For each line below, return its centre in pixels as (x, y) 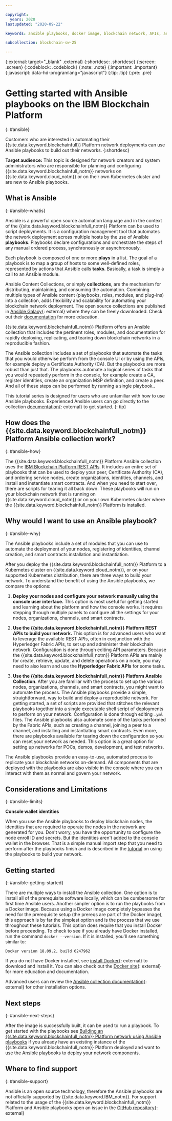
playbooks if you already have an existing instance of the (65, 1042)
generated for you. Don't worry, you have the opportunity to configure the (83, 832)
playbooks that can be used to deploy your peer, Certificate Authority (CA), (84, 472)
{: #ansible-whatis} (26, 211)
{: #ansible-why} (23, 533)
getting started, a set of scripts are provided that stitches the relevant (86, 703)
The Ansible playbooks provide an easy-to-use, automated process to (79, 757)
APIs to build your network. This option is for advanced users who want (89, 633)
